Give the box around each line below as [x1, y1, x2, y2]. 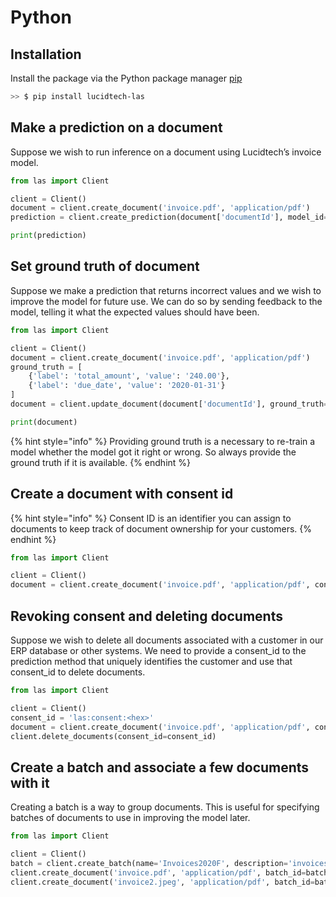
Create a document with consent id [10, 486, 234, 503]
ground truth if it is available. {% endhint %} [10, 456, 192, 468]
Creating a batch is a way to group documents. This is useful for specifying [10, 801, 320, 813]
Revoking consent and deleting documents [10, 607, 283, 625]
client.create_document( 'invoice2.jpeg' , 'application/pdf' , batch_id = [10, 877, 315, 887]
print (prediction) [10, 231, 87, 241]
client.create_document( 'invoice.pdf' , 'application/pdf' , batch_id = [10, 867, 307, 878]
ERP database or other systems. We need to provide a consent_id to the [10, 645, 307, 656]
